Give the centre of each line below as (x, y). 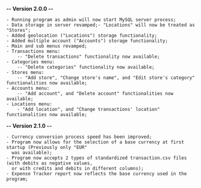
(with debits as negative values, (50, 163)
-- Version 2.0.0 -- (30, 9)
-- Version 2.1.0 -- (29, 126)
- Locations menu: (29, 104)
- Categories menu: (31, 62)
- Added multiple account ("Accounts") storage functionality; (87, 41)
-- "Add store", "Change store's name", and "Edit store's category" (106, 78)
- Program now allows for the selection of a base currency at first (95, 142)
